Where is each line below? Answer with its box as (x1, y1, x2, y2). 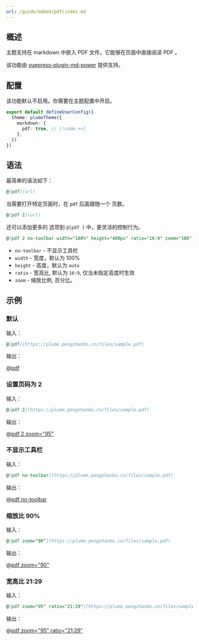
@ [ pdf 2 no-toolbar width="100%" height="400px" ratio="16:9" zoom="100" (6, 235, 192, 241)
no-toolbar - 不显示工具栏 (14, 247, 78, 254)
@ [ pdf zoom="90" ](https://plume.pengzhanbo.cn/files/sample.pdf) (6, 538, 171, 544)
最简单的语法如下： (6, 177, 53, 184)
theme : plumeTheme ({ (11, 115, 62, 121)
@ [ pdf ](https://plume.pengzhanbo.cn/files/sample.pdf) (6, 341, 145, 347)
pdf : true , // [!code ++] (21, 126, 86, 132)
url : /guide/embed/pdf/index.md (6, 8, 86, 15)
